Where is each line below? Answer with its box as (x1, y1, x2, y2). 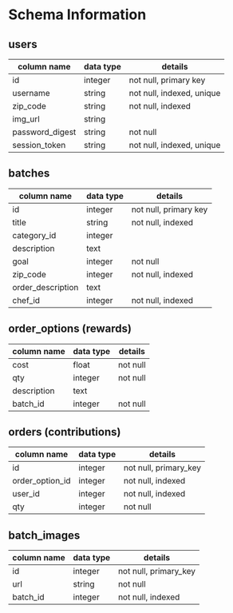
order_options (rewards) (8, 322, 132, 336)
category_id (12, 229, 57, 241)
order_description (12, 281, 79, 293)
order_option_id (12, 476, 71, 487)
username (12, 88, 50, 98)
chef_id (12, 294, 41, 305)
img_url (12, 113, 40, 125)
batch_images (8, 528, 81, 542)
